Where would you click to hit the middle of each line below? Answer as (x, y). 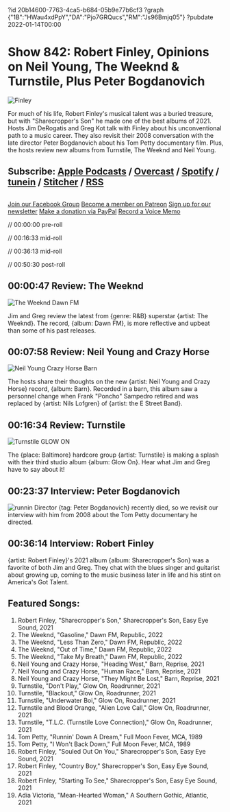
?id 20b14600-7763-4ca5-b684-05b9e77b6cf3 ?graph (86, 10)
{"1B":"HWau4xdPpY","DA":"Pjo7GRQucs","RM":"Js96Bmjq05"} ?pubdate (111, 17)
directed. (21, 522)
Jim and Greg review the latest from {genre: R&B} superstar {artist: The (108, 315)
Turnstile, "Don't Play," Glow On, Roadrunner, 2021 (89, 686)
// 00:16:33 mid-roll (35, 238)
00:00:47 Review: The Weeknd (76, 286)
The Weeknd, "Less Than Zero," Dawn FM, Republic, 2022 (100, 642)
